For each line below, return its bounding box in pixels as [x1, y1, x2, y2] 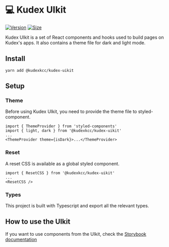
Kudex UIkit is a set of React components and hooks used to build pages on [5, 34, 164, 40]
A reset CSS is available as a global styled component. [5, 160, 120, 167]
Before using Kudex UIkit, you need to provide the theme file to [5, 108, 137, 115]
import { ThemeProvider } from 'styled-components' [5, 124, 117, 129]
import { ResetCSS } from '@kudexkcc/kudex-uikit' [5, 170, 115, 176]
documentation [5, 236, 37, 242]
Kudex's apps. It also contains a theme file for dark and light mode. [5, 39, 146, 46]
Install [5, 54, 25, 63]
